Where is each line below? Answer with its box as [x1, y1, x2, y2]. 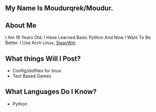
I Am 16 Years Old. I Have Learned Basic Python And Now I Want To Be [5, 35, 151, 41]
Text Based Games [12, 73, 51, 79]
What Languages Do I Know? [5, 87, 97, 96]
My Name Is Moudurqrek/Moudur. [5, 4, 113, 13]
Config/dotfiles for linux [12, 68, 61, 74]
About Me [5, 21, 36, 30]
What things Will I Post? [5, 54, 81, 63]
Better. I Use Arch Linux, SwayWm [5, 40, 76, 46]
